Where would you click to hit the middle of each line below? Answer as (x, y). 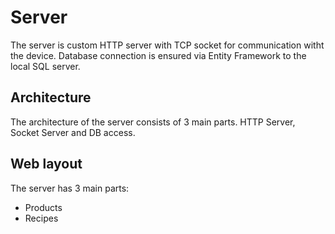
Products (43, 207)
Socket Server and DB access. (73, 132)
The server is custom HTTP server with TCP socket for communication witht (167, 45)
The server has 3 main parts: (70, 188)
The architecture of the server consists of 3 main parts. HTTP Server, (153, 122)
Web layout (46, 164)
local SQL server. (45, 66)
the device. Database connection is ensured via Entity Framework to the (158, 55)
